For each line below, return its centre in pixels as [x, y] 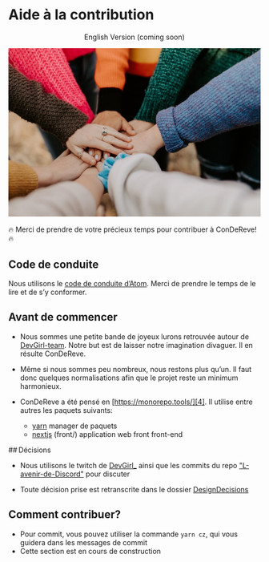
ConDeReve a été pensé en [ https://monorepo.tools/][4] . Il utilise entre [137, 402]
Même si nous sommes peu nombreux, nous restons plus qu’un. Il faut [136, 369]
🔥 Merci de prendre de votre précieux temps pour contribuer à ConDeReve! [133, 229]
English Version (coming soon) [134, 37]
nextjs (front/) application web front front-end [107, 434]
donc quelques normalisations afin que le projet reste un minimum [129, 378]
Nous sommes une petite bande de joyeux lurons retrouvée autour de [134, 336]
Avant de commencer [63, 317]
